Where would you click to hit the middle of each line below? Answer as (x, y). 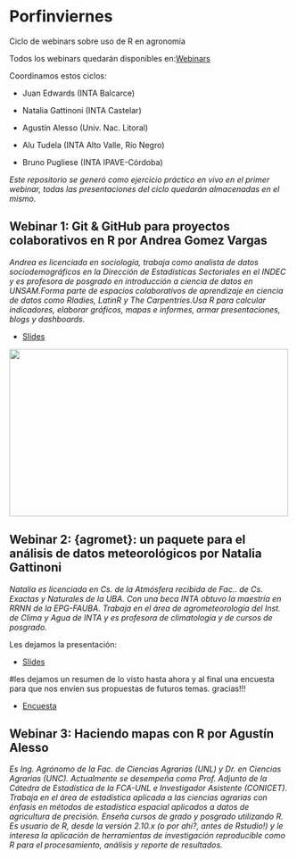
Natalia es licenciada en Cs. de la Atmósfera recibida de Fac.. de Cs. (136, 589)
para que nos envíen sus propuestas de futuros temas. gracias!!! (128, 688)
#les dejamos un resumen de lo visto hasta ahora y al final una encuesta (142, 679)
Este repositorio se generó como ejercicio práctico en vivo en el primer (140, 179)
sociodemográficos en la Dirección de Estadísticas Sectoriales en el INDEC (148, 271)
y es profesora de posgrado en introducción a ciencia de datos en (131, 281)
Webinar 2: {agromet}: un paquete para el (128, 540)
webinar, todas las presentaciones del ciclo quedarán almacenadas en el (144, 188)
